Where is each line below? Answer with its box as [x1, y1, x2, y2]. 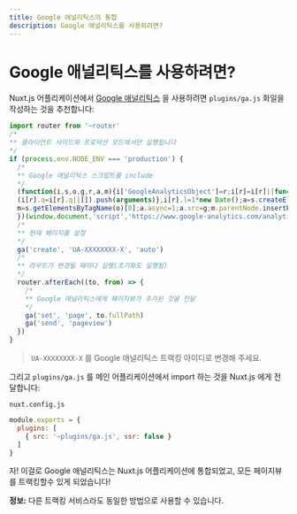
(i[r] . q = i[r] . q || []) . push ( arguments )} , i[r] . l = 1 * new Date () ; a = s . [17, 196, 259, 204]
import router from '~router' [9, 121, 121, 131]
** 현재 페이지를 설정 [17, 228, 86, 237]
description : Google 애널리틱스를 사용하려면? [9, 21, 164, 30]
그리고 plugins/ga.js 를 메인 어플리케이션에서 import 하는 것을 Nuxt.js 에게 [9, 372, 272, 382]
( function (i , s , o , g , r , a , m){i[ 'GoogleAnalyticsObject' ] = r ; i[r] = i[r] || [17, 188, 275, 196]
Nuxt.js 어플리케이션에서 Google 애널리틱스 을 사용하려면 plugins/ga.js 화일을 [9, 93, 285, 104]
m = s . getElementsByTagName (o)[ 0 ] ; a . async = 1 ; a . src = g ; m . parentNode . [17, 204, 263, 213]
